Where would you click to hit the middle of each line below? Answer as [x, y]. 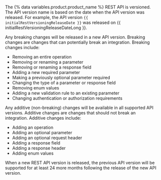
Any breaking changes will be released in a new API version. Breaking [75, 37]
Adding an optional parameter [42, 133]
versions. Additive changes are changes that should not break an [70, 113]
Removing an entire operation [42, 57]
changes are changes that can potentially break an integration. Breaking [78, 42]
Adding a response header [39, 148]
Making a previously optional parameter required [61, 78]
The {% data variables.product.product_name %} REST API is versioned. [78, 7]
